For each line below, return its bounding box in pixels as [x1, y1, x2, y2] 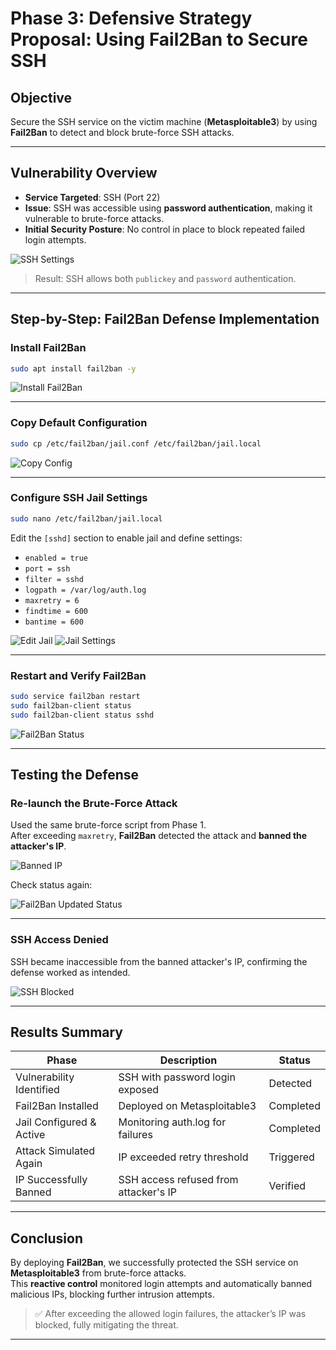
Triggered [268, 1150, 315, 1164]
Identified [15, 1083, 60, 1097]
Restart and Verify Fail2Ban [10, 668, 147, 682]
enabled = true [24, 553, 89, 563]
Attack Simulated [15, 1144, 96, 1158]
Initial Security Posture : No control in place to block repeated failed [24, 223, 306, 235]
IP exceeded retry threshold [118, 1150, 249, 1164]
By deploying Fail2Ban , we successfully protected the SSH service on [10, 1257, 299, 1269]
